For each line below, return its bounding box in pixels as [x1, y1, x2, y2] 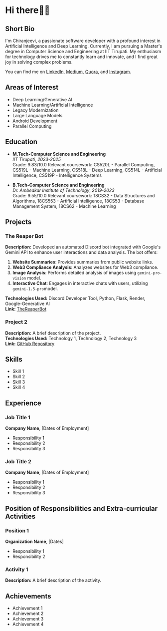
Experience [5, 399, 41, 407]
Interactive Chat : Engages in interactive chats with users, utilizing [12, 280, 148, 286]
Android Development [12, 118, 58, 124]
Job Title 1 [5, 414, 31, 421]
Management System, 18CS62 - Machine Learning [12, 203, 116, 209]
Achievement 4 [12, 621, 44, 627]
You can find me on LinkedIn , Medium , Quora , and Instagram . [5, 69, 131, 75]
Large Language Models [12, 112, 63, 118]
